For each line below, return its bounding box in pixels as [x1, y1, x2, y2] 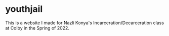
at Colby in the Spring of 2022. [5, 25, 70, 31]
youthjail [5, 3, 43, 15]
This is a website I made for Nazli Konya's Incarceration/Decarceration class [5, 20, 164, 26]
